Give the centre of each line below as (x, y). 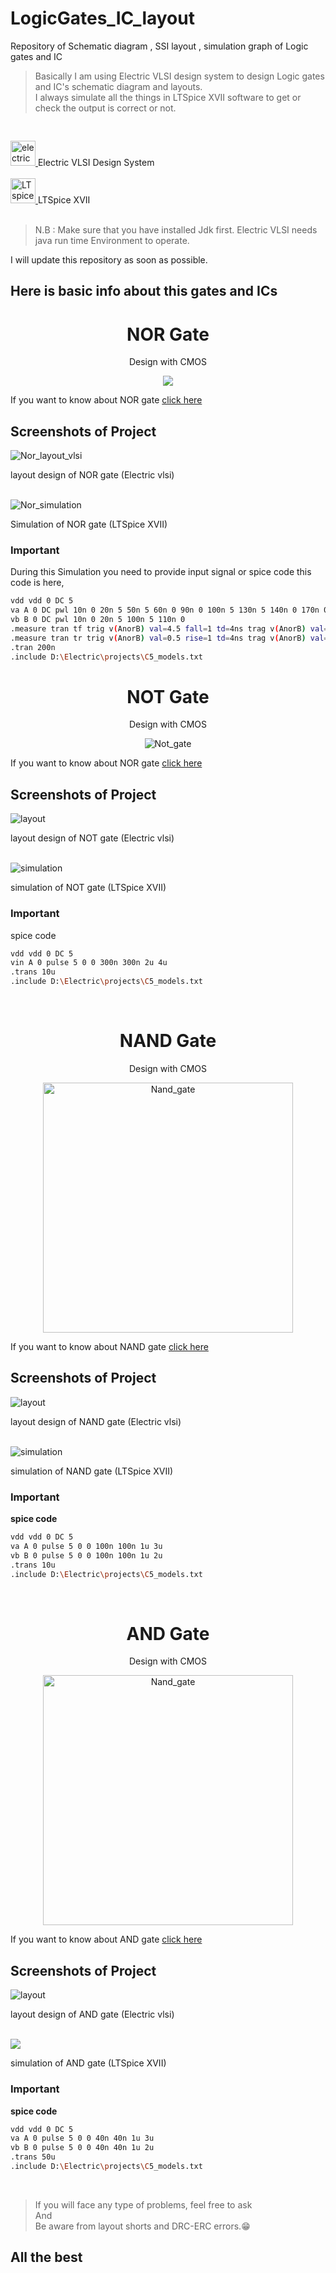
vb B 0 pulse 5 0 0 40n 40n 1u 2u (82, 2148)
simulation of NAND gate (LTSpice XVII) (92, 1471)
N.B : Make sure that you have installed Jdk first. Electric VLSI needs (176, 229)
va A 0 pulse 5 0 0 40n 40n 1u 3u (82, 2138)
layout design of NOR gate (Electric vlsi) (92, 475)
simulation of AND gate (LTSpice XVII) (88, 2063)
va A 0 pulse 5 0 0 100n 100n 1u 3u (86, 1546)
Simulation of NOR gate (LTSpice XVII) (89, 524)
